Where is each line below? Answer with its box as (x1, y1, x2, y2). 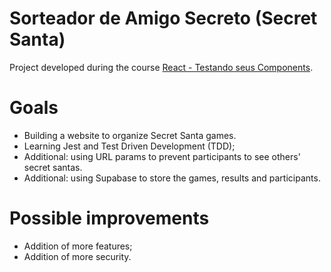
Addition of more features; (23, 240, 133, 252)
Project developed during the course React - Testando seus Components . (9, 61, 314, 73)
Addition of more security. (23, 250, 132, 262)
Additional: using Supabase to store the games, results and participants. (23, 172, 321, 184)
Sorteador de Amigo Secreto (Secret (9, 7, 318, 30)
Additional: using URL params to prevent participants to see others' (23, 150, 301, 162)
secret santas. (23, 161, 83, 173)
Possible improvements (9, 207, 210, 230)
